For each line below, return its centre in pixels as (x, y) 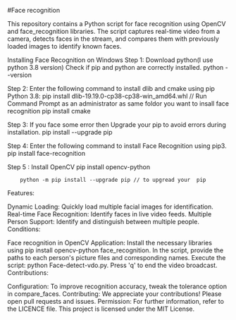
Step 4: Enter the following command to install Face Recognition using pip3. (117, 146)
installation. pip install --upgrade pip (60, 132)
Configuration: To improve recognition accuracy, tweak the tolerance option (117, 286)
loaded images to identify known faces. (64, 46)
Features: (21, 193)
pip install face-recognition (46, 153)
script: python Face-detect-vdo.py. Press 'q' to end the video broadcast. (112, 265)
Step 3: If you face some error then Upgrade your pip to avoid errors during (117, 125)
